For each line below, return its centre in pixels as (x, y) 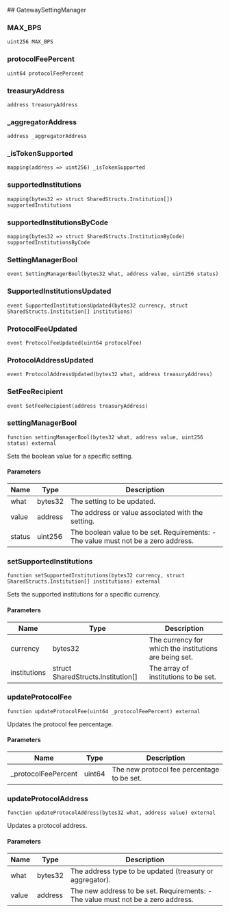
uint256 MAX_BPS (30, 42)
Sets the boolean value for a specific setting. (70, 456)
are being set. (171, 657)
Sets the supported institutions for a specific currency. (84, 594)
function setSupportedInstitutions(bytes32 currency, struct (96, 576)
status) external (32, 443)
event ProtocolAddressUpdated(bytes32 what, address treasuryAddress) (110, 374)
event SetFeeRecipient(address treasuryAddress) (78, 406)
